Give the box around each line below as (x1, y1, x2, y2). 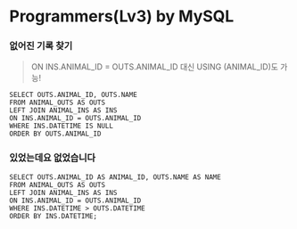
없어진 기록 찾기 (9, 40, 73, 53)
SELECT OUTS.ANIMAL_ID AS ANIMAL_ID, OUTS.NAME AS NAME (9, 172, 221, 182)
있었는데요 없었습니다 (9, 151, 96, 164)
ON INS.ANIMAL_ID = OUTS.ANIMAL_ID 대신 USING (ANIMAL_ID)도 (30, 61, 279, 72)
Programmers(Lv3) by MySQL (9, 6, 235, 27)
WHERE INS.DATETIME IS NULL (9, 122, 114, 131)
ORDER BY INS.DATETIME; (9, 211, 98, 220)
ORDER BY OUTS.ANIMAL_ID (9, 129, 102, 139)
